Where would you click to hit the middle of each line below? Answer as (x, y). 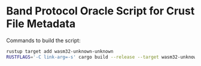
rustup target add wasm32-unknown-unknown (60, 51)
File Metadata (41, 24)
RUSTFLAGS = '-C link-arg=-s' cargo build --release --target (83, 57)
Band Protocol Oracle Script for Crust (100, 11)
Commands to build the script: (43, 40)
